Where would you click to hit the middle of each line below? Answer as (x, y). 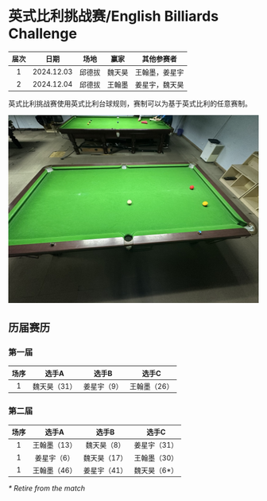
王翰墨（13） (55, 445)
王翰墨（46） (55, 470)
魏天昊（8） (105, 445)
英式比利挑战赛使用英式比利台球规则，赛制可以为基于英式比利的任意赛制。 (130, 103)
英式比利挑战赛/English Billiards (114, 16)
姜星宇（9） (103, 386)
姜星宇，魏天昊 (159, 84)
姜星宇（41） (105, 470)
